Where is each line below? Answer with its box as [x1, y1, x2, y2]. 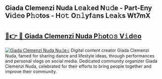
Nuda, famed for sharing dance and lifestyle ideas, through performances [5, 53, 155, 58]
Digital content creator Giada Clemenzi [70, 48, 149, 53]
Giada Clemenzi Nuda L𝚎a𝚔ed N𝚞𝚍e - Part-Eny [5, 4, 152, 12]
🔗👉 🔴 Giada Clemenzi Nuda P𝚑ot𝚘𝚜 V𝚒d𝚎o [5, 32, 142, 40]
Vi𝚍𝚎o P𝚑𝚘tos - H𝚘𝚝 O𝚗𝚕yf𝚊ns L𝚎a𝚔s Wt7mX [5, 12, 151, 20]
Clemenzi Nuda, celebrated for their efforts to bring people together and [5, 63, 152, 69]
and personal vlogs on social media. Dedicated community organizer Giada [5, 58, 158, 64]
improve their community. [5, 69, 57, 74]
